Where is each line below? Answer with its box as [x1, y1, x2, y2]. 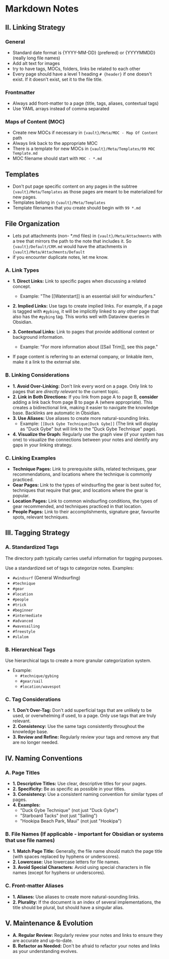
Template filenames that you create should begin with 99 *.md [12, 205, 141, 211]
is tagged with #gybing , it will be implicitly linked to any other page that [12, 308, 159, 315]
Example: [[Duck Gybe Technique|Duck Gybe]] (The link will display [20, 420, 158, 426]
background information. [12, 334, 64, 340]
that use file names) [5, 837, 55, 844]
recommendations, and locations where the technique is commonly [12, 471, 152, 477]
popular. [12, 492, 30, 498]
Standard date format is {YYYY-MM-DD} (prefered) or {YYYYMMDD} [12, 49, 156, 55]
